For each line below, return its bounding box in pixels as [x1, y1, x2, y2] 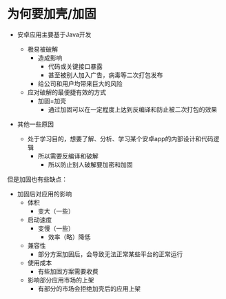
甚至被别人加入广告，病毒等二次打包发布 [48, 70, 163, 79]
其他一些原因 [17, 120, 54, 128]
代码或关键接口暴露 [48, 62, 103, 70]
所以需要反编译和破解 [37, 152, 99, 160]
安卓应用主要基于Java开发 [17, 30, 92, 39]
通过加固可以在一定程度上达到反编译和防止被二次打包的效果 [48, 105, 218, 114]
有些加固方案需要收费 [37, 267, 99, 276]
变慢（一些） [37, 224, 74, 232]
